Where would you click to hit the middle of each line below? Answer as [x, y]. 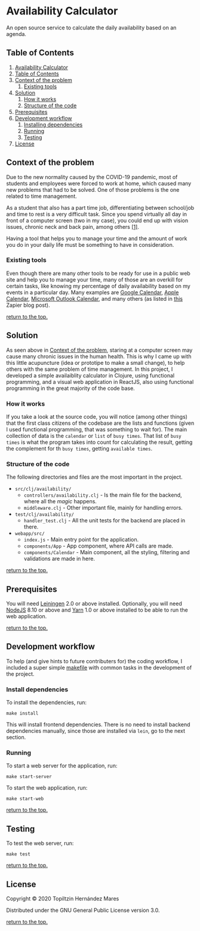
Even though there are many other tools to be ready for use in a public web [99, 273]
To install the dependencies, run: [47, 703]
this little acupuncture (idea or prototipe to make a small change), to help [96, 362]
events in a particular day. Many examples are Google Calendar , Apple [93, 292]
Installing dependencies [53, 125]
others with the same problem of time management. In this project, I [90, 369]
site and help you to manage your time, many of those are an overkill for [95, 279]
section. [16, 737]
